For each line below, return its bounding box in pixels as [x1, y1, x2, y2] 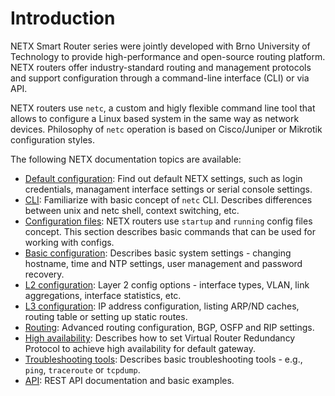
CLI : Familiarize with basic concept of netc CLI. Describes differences [24, 193, 313, 206]
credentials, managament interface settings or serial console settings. [24, 183, 313, 195]
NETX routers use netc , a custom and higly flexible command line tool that [10, 102, 316, 114]
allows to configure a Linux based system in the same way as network [10, 112, 300, 124]
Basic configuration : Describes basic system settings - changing [24, 247, 292, 259]
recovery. [24, 268, 65, 280]
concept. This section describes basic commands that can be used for [24, 225, 317, 237]
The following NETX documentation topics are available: [10, 153, 242, 165]
